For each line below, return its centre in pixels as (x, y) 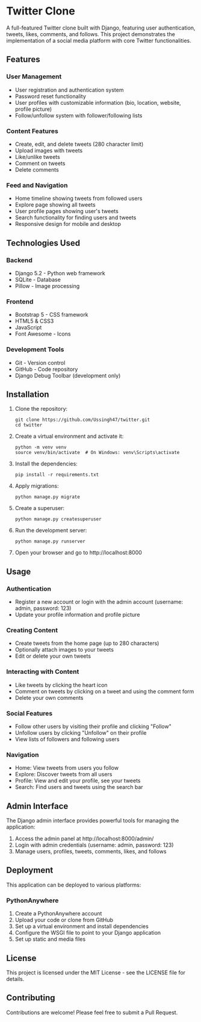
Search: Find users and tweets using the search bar (79, 787)
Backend (20, 260)
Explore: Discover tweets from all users (63, 774)
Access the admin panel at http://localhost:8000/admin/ (84, 839)
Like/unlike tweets (37, 157)
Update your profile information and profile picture (77, 615)
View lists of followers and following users (67, 739)
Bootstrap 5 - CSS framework (51, 315)
